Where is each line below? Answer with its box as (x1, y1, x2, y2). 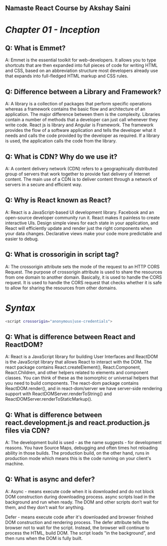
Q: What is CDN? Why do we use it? (5, 152, 118, 161)
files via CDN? (5, 426, 50, 435)
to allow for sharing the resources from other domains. (5, 285, 117, 291)
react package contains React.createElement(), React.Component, (5, 364, 141, 370)
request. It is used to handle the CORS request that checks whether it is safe (5, 279, 162, 285)
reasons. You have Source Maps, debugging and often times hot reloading (5, 445, 158, 451)
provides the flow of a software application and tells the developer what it (5, 127, 156, 133)
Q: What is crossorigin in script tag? (5, 250, 119, 259)
